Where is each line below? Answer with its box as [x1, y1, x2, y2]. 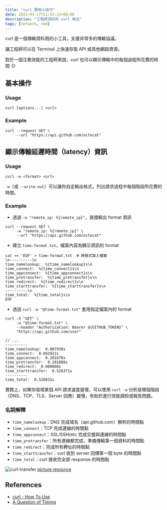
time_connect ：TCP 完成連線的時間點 [12, 425, 89, 431]
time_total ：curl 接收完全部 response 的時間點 [12, 456, 110, 462]
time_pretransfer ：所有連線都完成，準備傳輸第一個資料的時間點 [12, 437, 145, 444]
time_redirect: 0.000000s [5, 364, 61, 369]
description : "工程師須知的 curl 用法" [5, 16, 82, 21]
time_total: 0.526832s [5, 377, 55, 382]
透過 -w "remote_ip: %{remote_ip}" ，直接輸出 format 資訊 [12, 214, 132, 220]
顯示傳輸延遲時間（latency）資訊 [5, 148, 108, 156]
